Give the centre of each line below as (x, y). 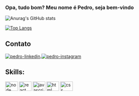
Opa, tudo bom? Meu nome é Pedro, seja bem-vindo (69, 7)
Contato (18, 44)
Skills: (15, 72)
